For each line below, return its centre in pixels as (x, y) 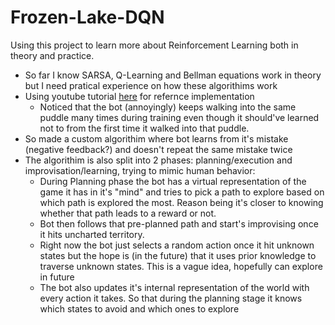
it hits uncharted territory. (92, 234)
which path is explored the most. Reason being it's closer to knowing (181, 202)
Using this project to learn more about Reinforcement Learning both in (154, 45)
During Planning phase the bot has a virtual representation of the (173, 181)
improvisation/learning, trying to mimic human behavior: (140, 170)
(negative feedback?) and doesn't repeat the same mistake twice (158, 149)
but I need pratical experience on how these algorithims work (151, 85)
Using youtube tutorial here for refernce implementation (139, 96)
